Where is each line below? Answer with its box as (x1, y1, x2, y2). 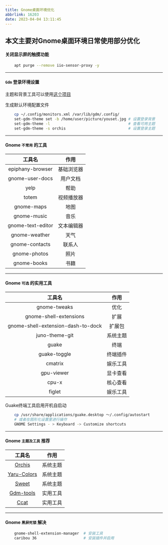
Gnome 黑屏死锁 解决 (5, 519, 46, 525)
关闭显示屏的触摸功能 (5, 51, 49, 58)
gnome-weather (10, 231, 50, 238)
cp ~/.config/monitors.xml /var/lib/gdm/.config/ (14, 112, 120, 117)
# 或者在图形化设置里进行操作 (14, 417, 67, 422)
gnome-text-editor (7, 222, 53, 229)
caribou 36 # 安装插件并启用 (14, 535, 114, 540)
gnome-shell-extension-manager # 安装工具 (14, 530, 103, 536)
